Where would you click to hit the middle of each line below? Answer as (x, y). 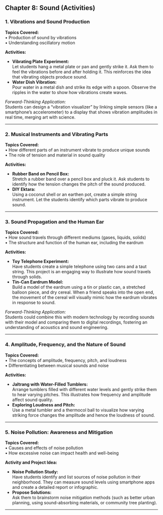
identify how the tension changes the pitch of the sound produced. (79, 184)
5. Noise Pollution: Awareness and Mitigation (59, 432)
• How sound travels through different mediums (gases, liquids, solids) (76, 237)
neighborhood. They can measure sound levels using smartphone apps (83, 482)
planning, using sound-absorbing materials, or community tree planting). (85, 502)
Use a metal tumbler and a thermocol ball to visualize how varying (78, 410)
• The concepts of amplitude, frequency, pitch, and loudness (66, 360)
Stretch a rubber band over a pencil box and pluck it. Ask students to (81, 179)
